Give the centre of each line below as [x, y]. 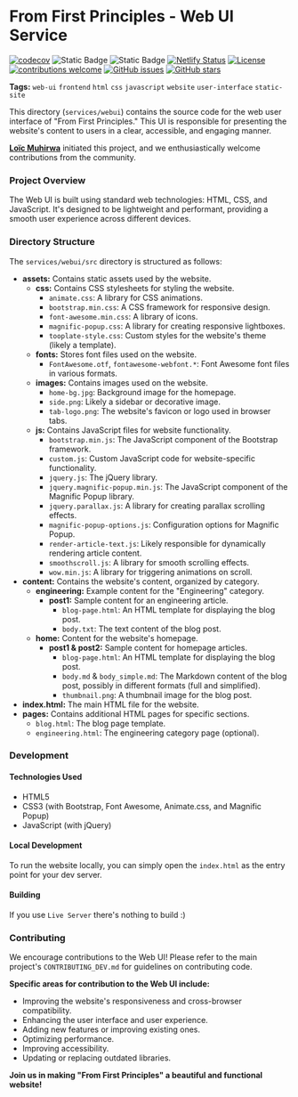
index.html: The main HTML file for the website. [110, 704]
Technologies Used [46, 777]
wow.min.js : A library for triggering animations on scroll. [150, 572]
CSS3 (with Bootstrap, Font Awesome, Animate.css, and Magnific [142, 806]
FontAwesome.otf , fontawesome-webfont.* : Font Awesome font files [169, 363]
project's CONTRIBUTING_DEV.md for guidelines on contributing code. [131, 967]
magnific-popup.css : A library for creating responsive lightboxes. [167, 326]
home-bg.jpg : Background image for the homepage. [142, 392]
